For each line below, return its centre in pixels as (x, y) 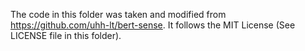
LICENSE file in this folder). (66, 35)
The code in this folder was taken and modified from (118, 14)
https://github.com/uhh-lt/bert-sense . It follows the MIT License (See (153, 25)
